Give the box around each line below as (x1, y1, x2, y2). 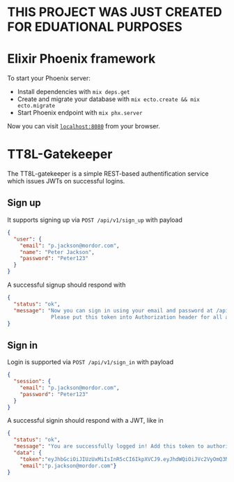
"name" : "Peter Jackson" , (19, 248, 95, 255)
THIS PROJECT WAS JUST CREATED (7, 4, 223, 20)
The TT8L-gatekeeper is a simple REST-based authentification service (7, 170, 209, 178)
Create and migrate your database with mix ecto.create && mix (17, 95, 200, 103)
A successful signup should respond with (7, 280, 126, 289)
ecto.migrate (17, 103, 56, 110)
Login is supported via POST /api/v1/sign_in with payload (7, 358, 174, 366)
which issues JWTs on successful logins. (7, 177, 125, 186)
